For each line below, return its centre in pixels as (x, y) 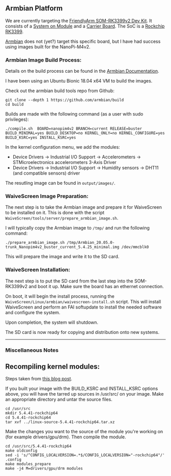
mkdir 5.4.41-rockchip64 (32, 413)
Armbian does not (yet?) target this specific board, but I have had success (83, 41)
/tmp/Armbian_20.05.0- (91, 243)
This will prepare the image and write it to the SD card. (62, 257)
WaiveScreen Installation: (38, 270)
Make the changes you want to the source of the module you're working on (84, 432)
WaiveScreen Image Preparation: (47, 197)
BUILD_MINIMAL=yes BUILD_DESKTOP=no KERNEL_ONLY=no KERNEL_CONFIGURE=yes (85, 133)
